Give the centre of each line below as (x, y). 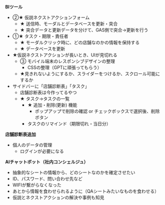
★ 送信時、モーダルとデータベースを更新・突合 (69, 24)
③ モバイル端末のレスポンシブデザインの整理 (67, 61)
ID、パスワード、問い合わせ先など (47, 179)
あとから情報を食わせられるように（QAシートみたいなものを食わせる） (85, 191)
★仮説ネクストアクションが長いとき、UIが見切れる (65, 55)
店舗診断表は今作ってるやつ (48, 92)
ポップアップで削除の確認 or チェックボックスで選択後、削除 (97, 111)
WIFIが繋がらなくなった (37, 185)
